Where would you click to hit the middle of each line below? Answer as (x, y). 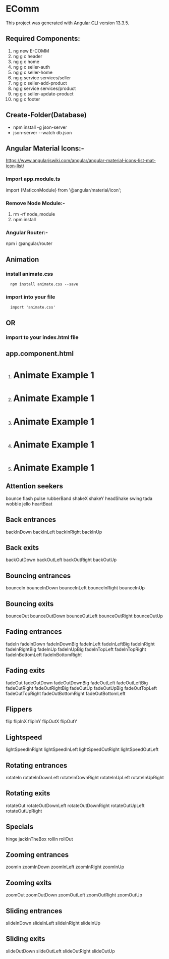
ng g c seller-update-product (43, 93)
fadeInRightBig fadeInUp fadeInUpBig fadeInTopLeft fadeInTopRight (76, 649)
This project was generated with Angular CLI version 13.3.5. (68, 23)
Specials (20, 827)
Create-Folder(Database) (46, 115)
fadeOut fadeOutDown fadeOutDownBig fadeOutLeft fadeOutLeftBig (77, 683)
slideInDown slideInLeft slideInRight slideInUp (53, 923)
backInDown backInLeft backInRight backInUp (54, 532)
